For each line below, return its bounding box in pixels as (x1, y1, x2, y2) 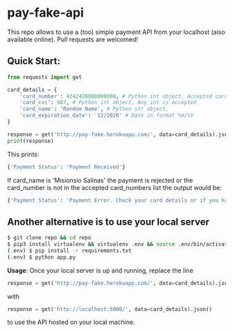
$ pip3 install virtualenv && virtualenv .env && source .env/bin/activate (7, 241, 231, 248)
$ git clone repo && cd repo (7, 234, 92, 241)
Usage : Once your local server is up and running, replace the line (7, 266, 193, 275)
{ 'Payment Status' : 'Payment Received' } (7, 163, 126, 171)
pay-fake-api (7, 5, 85, 21)
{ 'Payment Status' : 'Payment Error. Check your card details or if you (7, 196, 218, 204)
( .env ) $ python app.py (7, 253, 76, 261)
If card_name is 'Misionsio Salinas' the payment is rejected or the (7, 176, 193, 185)
